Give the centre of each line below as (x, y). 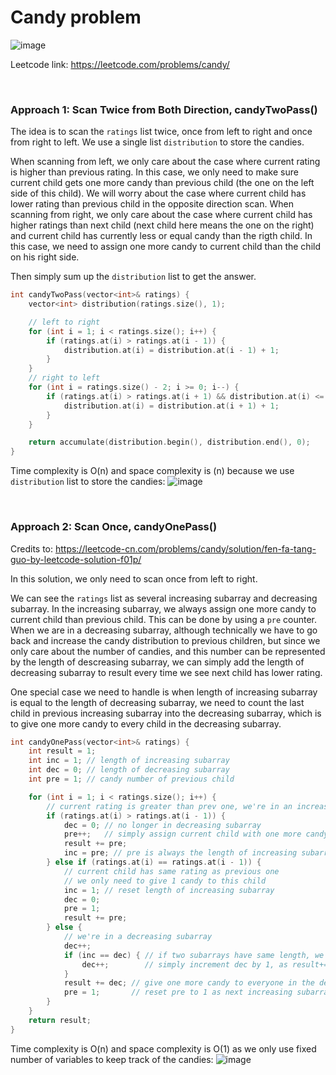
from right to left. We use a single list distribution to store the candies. (157, 142)
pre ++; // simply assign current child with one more (182, 834)
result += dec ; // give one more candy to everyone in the (189, 983)
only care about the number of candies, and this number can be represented (168, 651)
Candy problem (76, 17)
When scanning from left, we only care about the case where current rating (165, 162)
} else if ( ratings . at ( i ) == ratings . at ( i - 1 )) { (154, 862)
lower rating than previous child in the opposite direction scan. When (152, 204)
